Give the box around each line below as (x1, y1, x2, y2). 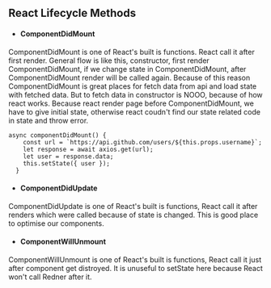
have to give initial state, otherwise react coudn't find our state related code (8, 106, 261, 116)
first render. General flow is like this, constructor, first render (8, 56, 210, 65)
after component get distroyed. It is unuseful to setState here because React (8, 264, 263, 273)
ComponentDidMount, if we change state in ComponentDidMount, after (8, 64, 247, 73)
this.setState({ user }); (23, 159, 111, 168)
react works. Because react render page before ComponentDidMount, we (8, 98, 255, 108)
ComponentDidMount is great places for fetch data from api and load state (8, 81, 257, 91)
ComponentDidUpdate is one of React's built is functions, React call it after (8, 201, 258, 211)
